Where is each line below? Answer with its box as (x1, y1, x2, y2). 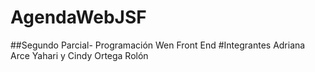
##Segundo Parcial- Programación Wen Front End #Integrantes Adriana (10, 39, 306, 51)
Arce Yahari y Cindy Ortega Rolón (10, 49, 149, 61)
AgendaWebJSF (10, 6, 147, 29)
